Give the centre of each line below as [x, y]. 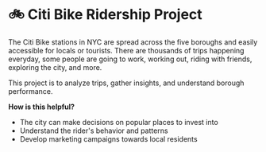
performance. [31, 91]
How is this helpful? [42, 107]
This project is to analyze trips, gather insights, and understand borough [126, 83]
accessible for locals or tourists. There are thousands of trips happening [126, 50]
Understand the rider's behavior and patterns [94, 131]
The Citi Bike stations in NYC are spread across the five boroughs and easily [133, 42]
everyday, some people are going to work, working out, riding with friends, [130, 59]
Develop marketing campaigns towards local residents [108, 138]
